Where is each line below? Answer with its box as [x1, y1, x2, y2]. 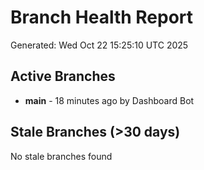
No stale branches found [10, 150, 113, 162]
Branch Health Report [10, 6, 194, 29]
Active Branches [10, 68, 116, 85]
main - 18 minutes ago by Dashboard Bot [24, 94, 195, 106]
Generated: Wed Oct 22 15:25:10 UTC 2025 [10, 39, 189, 51]
